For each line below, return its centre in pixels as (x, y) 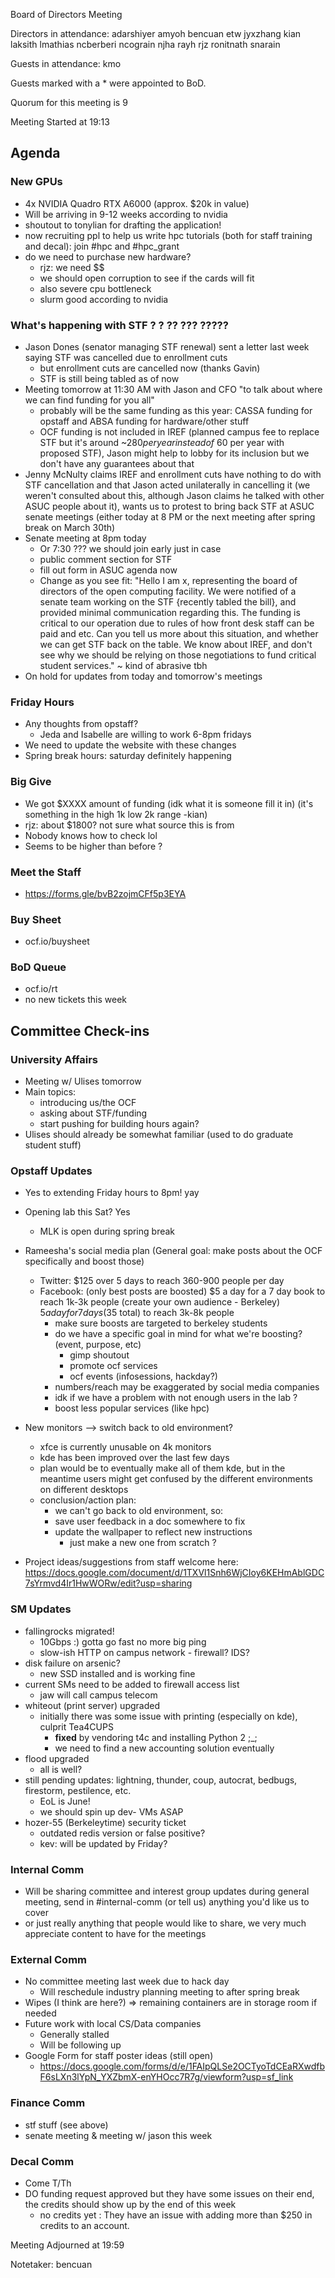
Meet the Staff (46, 872)
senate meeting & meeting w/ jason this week (118, 2135)
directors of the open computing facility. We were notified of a (168, 591)
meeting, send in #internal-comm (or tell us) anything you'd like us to (167, 1902)
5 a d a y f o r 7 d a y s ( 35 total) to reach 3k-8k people (137, 1313)
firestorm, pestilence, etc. (78, 1790)
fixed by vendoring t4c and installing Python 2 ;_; (156, 1737)
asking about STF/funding (93, 1113)
